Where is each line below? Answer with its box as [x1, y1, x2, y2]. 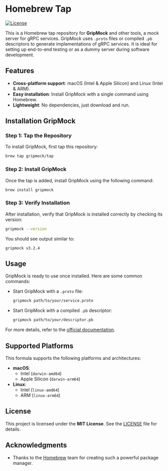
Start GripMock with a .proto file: [12, 288, 83, 294]
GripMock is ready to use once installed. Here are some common [5, 273, 142, 279]
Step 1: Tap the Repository [5, 132, 72, 139]
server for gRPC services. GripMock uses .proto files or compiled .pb [5, 35, 153, 41]
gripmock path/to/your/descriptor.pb [12, 317, 94, 323]
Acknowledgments [5, 441, 68, 449]
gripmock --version [5, 226, 47, 231]
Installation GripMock [5, 117, 76, 125]
